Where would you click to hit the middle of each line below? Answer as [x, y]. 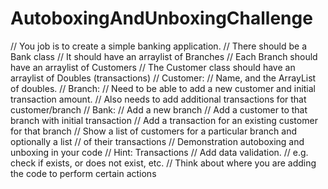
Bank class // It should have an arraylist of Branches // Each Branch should [164, 56]
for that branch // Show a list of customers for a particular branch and [153, 131]
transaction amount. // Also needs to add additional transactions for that [158, 99]
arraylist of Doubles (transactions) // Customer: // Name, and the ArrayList [163, 78]
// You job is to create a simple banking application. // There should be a [159, 46]
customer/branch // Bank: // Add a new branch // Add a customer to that [159, 109]
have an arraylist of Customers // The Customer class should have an [153, 67]
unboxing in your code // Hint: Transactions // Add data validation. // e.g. [159, 152]
